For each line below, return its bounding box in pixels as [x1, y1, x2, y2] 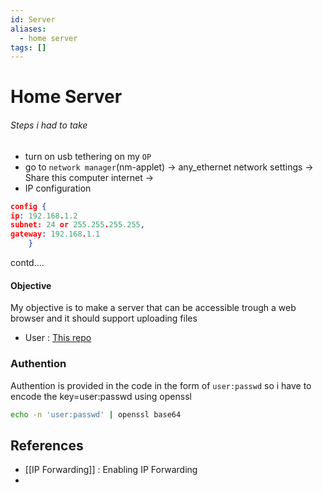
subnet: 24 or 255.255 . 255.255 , [10, 220, 145, 230]
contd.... [10, 257, 45, 269]
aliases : [10, 24, 47, 34]
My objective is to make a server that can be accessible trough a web [10, 302, 297, 314]
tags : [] [10, 42, 47, 53]
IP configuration [24, 182, 92, 194]
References [10, 437, 84, 454]
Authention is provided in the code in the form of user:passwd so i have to [10, 379, 312, 391]
